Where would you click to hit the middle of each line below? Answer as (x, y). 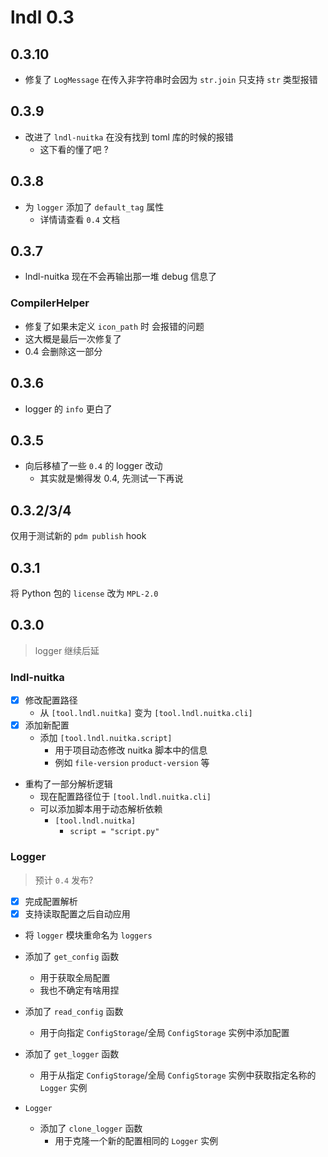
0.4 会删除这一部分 (63, 351)
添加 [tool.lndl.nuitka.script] (106, 738)
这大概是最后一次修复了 (73, 338)
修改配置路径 (51, 700)
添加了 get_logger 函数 (72, 1053)
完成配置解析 (51, 901)
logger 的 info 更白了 (68, 408)
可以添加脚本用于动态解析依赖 (101, 809)
